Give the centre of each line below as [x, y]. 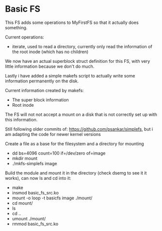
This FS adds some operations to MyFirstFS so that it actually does [72, 22]
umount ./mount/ [29, 218]
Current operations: [25, 37]
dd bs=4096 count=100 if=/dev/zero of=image [59, 153]
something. [16, 27]
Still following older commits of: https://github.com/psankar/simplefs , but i [79, 129]
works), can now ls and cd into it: [38, 178]
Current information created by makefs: [44, 90]
